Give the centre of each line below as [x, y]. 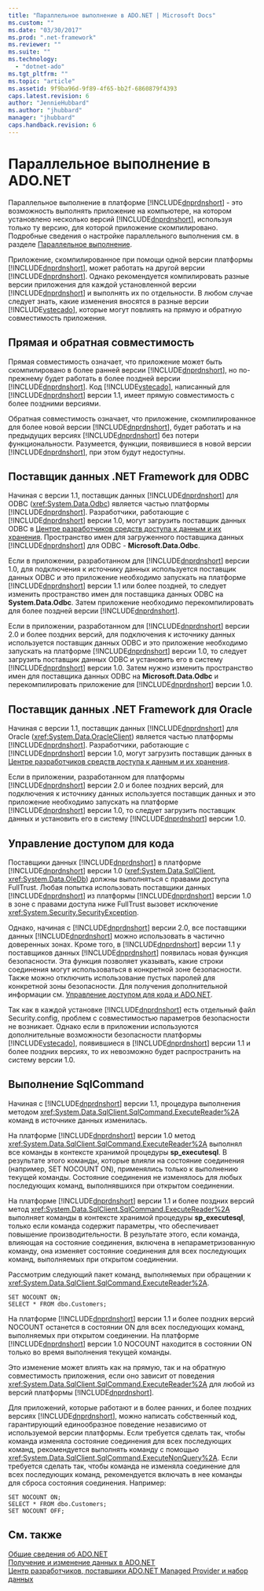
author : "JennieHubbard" [49, 103]
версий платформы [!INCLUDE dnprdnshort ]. [81, 1392]
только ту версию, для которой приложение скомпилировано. [113, 227]
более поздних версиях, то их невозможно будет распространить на [125, 1051]
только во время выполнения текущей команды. [90, 1352]
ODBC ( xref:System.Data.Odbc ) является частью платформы [109, 504]
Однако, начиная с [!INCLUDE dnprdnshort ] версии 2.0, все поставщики [127, 928]
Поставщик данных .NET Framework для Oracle [130, 709]
